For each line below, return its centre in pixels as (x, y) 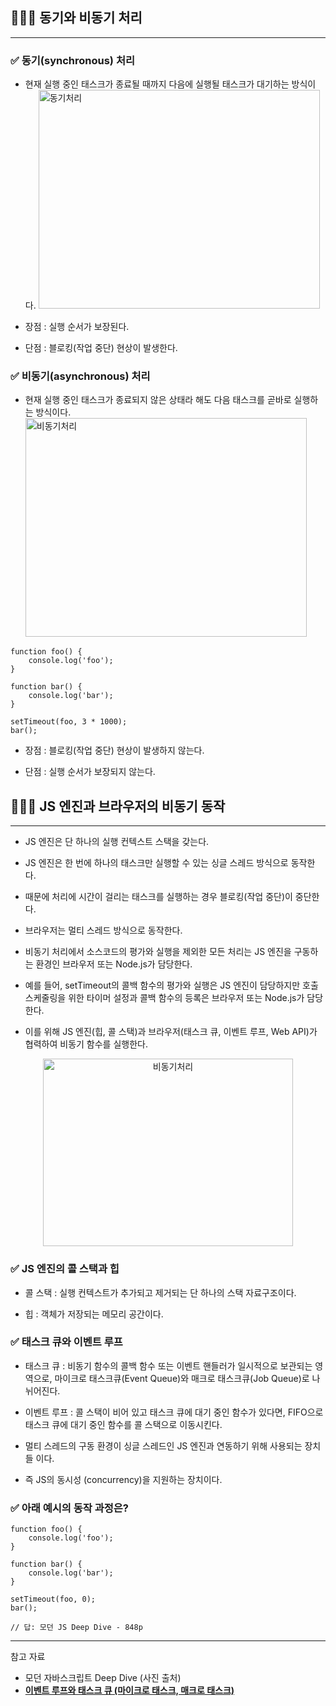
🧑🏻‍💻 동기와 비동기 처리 (76, 18)
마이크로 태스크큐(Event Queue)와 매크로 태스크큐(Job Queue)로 (182, 1378)
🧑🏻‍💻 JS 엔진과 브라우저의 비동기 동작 (118, 806)
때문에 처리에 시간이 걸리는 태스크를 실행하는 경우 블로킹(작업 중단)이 (158, 897)
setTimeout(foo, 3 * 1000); (69, 722)
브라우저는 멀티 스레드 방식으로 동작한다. (103, 930)
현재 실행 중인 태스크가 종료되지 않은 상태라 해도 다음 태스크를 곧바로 (158, 400)
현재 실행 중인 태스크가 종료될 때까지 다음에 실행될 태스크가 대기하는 (157, 84)
